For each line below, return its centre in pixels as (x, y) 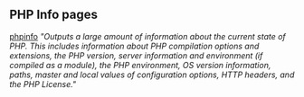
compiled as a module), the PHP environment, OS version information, (140, 65)
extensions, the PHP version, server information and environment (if (136, 55)
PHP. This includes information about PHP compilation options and (134, 46)
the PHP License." (43, 84)
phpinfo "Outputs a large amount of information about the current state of (148, 36)
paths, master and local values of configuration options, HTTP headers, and (152, 75)
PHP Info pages (53, 15)
